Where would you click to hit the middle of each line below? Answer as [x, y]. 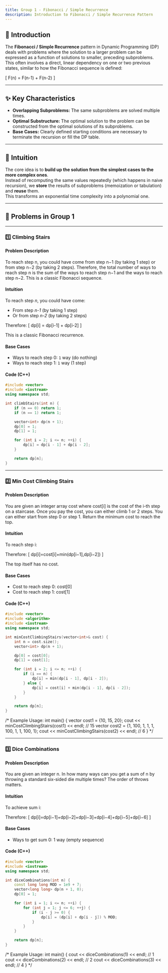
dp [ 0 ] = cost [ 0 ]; [32, 655]
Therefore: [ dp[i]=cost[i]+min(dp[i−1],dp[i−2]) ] [54, 554]
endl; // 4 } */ [19, 965]
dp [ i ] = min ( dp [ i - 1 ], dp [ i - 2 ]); [70, 679]
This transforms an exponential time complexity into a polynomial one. [77, 196]
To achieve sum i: [23, 807]
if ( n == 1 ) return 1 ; [38, 413]
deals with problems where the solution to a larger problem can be [73, 52]
